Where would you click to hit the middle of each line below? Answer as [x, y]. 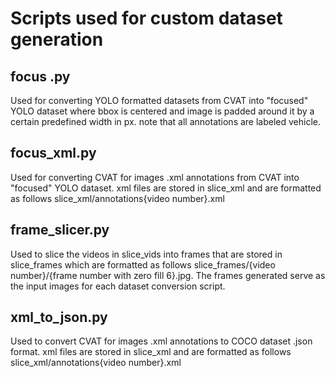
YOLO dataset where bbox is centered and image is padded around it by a [162, 111]
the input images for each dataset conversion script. [118, 286]
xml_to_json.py [59, 317]
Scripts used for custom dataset [146, 18]
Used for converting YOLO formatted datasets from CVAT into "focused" [159, 100]
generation [57, 39]
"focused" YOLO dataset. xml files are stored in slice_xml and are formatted [166, 188]
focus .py [40, 76]
